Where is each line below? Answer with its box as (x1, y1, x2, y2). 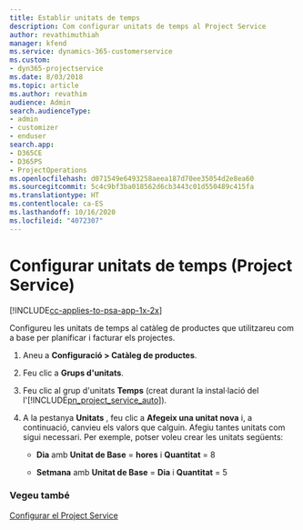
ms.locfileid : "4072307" (9, 215, 104, 225)
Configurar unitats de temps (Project (9, 255, 293, 275)
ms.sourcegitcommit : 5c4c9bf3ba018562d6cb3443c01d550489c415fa (9, 183, 255, 192)
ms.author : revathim (9, 89, 88, 98)
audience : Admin (9, 97, 71, 107)
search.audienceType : (9, 106, 92, 115)
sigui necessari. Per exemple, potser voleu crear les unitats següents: (22, 431, 284, 442)
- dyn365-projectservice (9, 65, 104, 74)
